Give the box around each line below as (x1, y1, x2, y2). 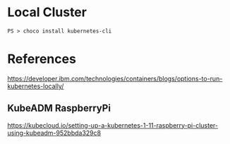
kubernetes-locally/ (7, 82, 64, 90)
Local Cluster (7, 4, 87, 20)
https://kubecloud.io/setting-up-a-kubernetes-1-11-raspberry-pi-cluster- (7, 121, 219, 129)
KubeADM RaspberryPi (7, 102, 111, 114)
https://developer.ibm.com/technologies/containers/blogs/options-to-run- (7, 74, 223, 83)
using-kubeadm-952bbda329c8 (7, 128, 101, 137)
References (7, 51, 76, 67)
